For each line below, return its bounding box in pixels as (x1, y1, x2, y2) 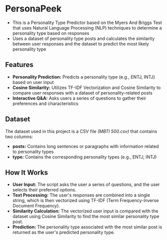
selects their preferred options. (12, 187, 76, 193)
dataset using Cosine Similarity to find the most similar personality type (12, 213, 159, 219)
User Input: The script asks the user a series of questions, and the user (12, 181, 160, 187)
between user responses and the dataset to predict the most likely (12, 40, 149, 46)
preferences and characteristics (12, 100, 78, 106)
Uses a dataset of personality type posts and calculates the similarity (12, 35, 155, 41)
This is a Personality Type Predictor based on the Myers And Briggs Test (12, 19, 162, 25)
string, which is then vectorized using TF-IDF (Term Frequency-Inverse (12, 197, 159, 203)
